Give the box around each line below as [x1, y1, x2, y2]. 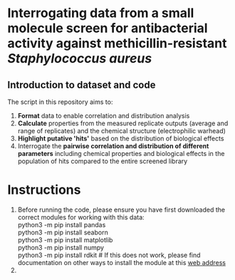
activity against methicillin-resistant [7, 36, 227, 51]
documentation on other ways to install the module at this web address [17, 258, 226, 266]
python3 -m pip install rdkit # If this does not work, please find [17, 251, 201, 259]
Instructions [7, 182, 81, 198]
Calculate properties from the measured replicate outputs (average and [17, 119, 229, 128]
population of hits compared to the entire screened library [17, 157, 188, 165]
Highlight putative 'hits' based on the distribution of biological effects [17, 134, 224, 142]
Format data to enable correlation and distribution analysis [17, 112, 190, 120]
